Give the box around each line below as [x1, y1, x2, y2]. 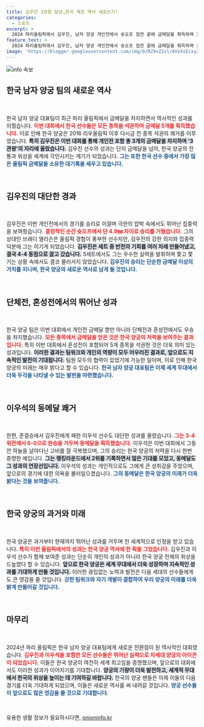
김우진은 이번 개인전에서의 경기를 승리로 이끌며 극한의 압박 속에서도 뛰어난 [6, 220, 182, 228]
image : [6, 49, 23, 55]
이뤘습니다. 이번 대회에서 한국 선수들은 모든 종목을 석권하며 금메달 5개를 [6, 122, 175, 129]
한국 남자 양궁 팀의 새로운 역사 [6, 86, 112, 96]
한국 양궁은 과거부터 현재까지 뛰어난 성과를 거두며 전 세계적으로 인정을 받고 [6, 538, 183, 545]
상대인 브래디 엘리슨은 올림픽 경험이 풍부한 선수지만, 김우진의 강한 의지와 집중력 [6, 235, 194, 243]
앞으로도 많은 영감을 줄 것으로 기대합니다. [12, 689, 109, 696]
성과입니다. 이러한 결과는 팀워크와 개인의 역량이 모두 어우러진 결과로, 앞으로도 [6, 349, 188, 356]
